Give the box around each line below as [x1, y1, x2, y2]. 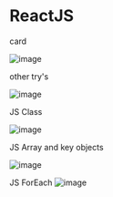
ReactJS [9, 5, 75, 26]
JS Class [9, 106, 43, 117]
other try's [9, 70, 49, 82]
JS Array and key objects [9, 141, 104, 152]
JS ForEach [9, 177, 53, 188]
